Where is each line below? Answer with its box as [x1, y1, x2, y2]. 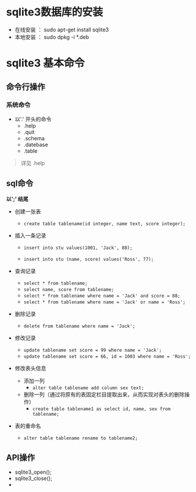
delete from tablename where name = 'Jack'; [23, 323, 136, 329]
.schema [23, 134, 45, 142]
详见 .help [20, 159, 46, 166]
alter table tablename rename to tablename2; [23, 435, 138, 441]
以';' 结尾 [6, 195, 28, 202]
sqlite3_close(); [14, 475, 52, 482]
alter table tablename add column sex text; [32, 385, 144, 391]
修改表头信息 [14, 364, 46, 371]
